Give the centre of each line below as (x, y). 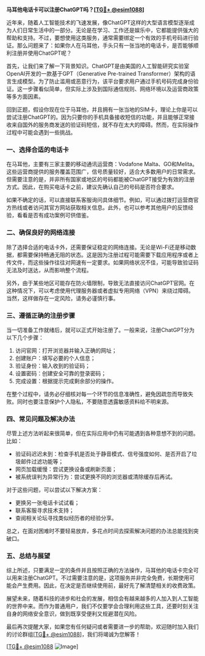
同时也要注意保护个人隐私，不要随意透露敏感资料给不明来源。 (94, 402)
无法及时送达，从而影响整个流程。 (49, 270)
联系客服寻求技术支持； (45, 510)
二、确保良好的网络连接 (41, 232)
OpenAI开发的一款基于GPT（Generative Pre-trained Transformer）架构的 (98, 74)
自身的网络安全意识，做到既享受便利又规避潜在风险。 (73, 614)
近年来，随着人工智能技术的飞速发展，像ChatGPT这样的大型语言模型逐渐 (98, 23)
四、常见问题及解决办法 (41, 419)
